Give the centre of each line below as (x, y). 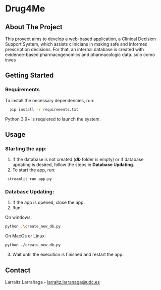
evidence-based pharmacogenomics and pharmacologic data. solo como (80, 55)
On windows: (19, 217)
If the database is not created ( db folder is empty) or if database (78, 160)
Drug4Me (25, 9)
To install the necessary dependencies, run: (50, 100)
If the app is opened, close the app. (49, 203)
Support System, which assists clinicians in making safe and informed (76, 44)
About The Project (34, 27)
